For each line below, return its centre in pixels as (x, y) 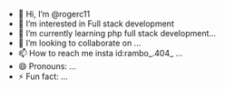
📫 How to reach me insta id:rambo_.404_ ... (100, 53)
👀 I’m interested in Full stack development (96, 24)
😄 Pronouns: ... (47, 66)
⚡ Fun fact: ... (43, 76)
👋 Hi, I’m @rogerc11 (54, 14)
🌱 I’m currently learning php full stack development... (117, 33)
